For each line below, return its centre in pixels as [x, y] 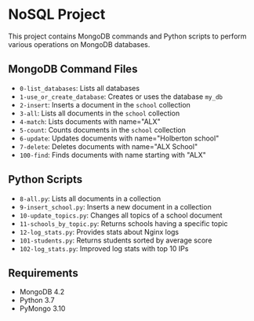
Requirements [43, 273]
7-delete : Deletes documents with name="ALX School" [109, 146]
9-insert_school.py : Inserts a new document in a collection [115, 206]
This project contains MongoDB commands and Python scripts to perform [127, 36]
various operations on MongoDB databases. [79, 44]
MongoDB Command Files [73, 69]
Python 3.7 [37, 301]
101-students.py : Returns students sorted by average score [116, 240]
